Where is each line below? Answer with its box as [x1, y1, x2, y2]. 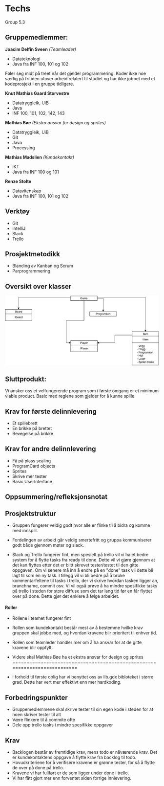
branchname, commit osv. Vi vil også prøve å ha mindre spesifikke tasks [12, 583, 158, 589]
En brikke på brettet [12, 426, 52, 431]
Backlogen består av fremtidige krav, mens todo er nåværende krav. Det [12, 749, 158, 755]
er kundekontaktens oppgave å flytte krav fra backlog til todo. [12, 754, 137, 760]
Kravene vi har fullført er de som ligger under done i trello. [12, 770, 129, 776]
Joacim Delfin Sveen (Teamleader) [5, 46, 77, 52]
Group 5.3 [5, 19, 25, 25]
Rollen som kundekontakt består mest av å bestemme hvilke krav [12, 625, 143, 631]
